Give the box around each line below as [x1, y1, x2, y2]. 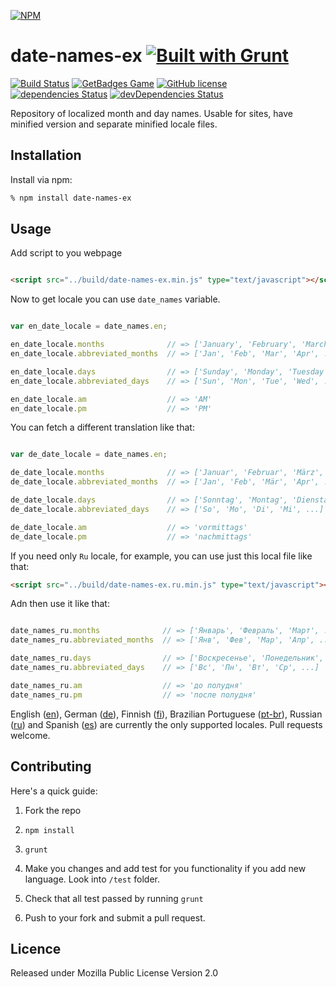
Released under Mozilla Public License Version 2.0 [10, 967, 219, 979]
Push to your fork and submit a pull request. [24, 911, 206, 924]
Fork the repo [24, 804, 82, 816]
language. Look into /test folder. [24, 873, 160, 885]
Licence [10, 940, 62, 957]
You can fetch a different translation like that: [10, 421, 195, 434]
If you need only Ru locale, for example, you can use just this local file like [10, 550, 313, 562]
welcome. [10, 729, 51, 741]
